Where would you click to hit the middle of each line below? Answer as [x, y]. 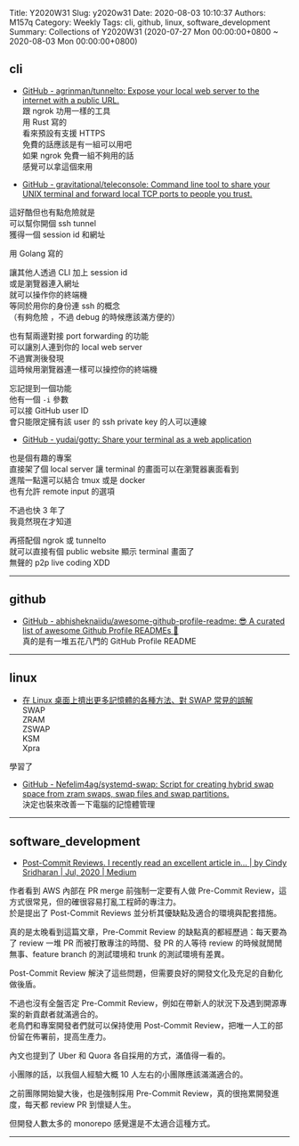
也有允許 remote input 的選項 [62, 491]
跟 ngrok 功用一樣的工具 [66, 111]
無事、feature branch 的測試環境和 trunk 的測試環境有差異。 [119, 954]
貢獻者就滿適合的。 [68, 1014]
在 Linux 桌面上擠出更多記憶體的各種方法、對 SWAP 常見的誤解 [137, 700]
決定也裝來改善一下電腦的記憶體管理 [89, 805]
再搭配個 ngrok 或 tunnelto [58, 540]
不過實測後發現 [36, 358]
